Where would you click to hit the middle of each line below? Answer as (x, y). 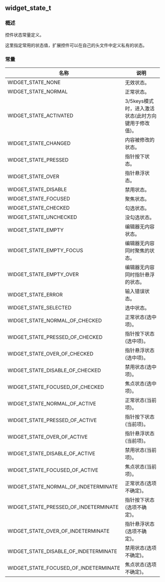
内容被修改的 (140, 140)
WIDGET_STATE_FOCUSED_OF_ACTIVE (53, 470)
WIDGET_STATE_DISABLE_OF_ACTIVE (52, 453)
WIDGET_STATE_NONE (34, 82)
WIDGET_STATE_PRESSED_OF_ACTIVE (52, 420)
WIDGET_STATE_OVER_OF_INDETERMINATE (58, 531)
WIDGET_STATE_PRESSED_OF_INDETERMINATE (63, 507)
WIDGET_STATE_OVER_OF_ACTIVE (48, 437)
